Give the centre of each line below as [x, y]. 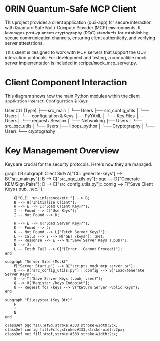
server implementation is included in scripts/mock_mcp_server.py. [71, 63]
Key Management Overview [62, 151]
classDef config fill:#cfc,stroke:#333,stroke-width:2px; [65, 330]
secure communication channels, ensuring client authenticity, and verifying [80, 38]
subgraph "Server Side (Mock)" [37, 262]
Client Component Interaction [66, 82]
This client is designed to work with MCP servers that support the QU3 [76, 52]
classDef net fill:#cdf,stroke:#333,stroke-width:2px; [62, 334]
